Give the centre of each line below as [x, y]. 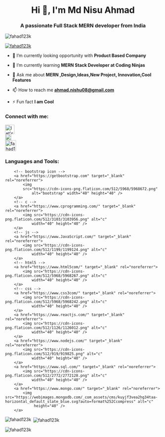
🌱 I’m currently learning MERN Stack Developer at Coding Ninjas [79, 65]
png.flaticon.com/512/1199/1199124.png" [47, 250]
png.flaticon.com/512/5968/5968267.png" [47, 276]
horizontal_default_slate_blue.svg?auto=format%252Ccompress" [70, 402]
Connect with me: [27, 117]
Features [21, 80]
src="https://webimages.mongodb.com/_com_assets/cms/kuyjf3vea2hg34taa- [82, 397]
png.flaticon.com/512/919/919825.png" [45, 354]
